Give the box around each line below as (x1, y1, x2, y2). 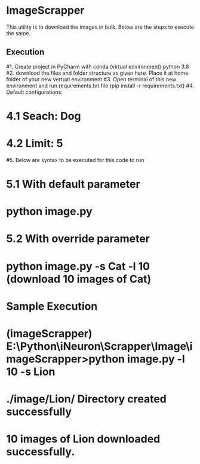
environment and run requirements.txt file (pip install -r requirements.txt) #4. (6, 82, 195, 89)
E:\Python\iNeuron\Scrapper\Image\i (6, 340, 193, 353)
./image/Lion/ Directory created (6, 392, 167, 406)
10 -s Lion (6, 365, 56, 378)
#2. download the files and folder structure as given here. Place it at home (6, 69, 189, 77)
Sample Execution (6, 300, 98, 313)
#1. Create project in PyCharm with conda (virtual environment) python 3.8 (6, 63, 189, 70)
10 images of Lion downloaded (6, 432, 161, 446)
